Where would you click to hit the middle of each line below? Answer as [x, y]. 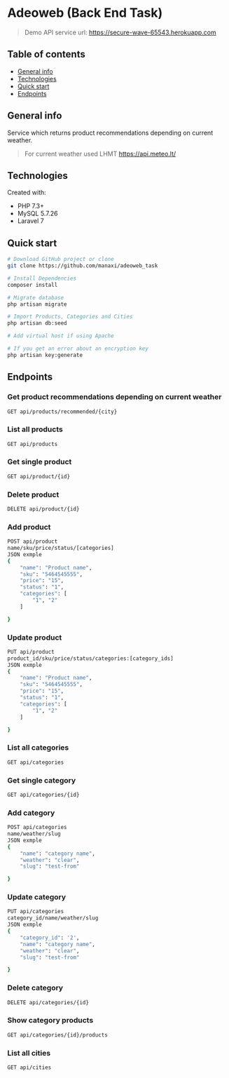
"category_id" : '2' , [50, 938]
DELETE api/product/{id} [43, 509]
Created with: [27, 193]
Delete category [35, 988]
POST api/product [33, 541]
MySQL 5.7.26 [37, 214]
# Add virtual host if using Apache [61, 336]
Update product [35, 638]
